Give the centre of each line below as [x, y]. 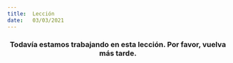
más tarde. [118, 53]
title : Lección [31, 14]
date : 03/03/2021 [36, 20]
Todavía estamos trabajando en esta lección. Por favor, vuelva [118, 45]
